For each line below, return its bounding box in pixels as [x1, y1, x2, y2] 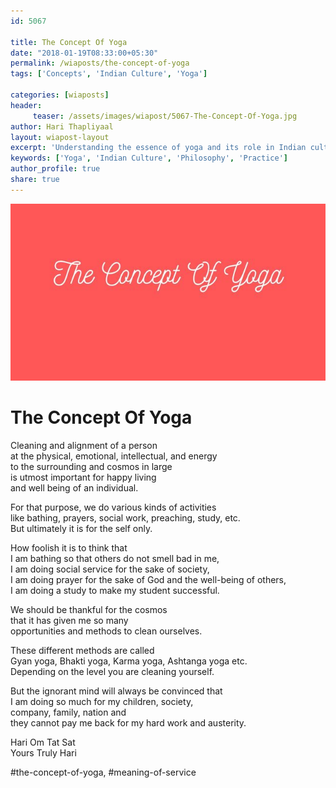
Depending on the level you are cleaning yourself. [10, 666, 215, 678]
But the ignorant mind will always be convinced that [10, 685, 223, 697]
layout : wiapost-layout [10, 132, 110, 142]
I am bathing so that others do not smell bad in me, [10, 553, 220, 565]
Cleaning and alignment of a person [10, 440, 158, 452]
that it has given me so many [10, 615, 129, 627]
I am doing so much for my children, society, [10, 696, 194, 708]
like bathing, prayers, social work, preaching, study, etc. [10, 512, 241, 524]
